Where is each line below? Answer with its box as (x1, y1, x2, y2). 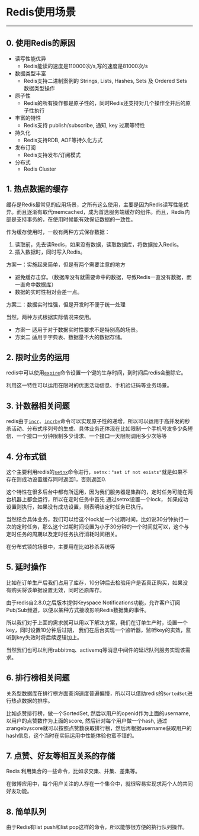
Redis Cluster (23, 165, 57, 172)
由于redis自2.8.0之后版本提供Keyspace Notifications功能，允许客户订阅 (6, 599, 181, 606)
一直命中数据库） (14, 281, 57, 288)
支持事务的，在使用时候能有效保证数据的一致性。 (16, 216, 136, 223)
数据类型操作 (23, 84, 55, 92)
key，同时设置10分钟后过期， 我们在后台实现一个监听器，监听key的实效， (6, 626, 186, 633)
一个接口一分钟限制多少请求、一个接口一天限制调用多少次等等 (16, 433, 167, 440)
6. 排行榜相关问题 (6, 673, 70, 683)
